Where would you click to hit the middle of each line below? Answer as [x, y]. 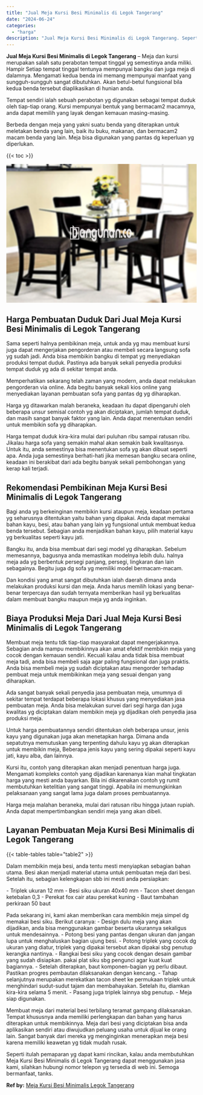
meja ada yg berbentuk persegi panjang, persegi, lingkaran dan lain [90, 562]
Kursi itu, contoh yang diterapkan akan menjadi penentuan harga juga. [94, 767]
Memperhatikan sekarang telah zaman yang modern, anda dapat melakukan [101, 381]
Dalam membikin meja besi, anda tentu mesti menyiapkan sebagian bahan [98, 866]
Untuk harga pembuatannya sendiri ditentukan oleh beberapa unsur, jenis [98, 730]
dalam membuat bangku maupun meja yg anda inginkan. [77, 599]
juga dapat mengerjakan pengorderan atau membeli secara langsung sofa [98, 350]
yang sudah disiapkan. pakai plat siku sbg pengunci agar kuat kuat [89, 960]
